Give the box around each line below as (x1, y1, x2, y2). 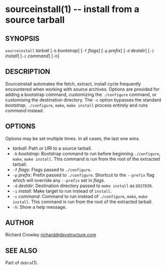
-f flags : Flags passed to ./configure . (12, 166, 92, 172)
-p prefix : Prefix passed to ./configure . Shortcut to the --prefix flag (12, 172, 155, 178)
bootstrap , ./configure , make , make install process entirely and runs (5, 102, 148, 108)
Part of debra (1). (5, 260, 39, 266)
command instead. (5, 107, 44, 114)
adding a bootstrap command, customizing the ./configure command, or (5, 92, 157, 98)
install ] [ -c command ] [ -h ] (5, 53, 59, 59)
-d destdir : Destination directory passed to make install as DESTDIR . (12, 183, 153, 189)
